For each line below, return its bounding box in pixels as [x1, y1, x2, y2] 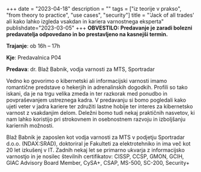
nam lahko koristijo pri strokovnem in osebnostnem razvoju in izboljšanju [6, 115, 186, 123]
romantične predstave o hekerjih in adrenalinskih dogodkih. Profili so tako [6, 84, 188, 91]
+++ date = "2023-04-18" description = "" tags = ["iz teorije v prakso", [6, 5, 182, 12]
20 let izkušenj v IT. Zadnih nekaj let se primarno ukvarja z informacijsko [6, 147, 185, 153]
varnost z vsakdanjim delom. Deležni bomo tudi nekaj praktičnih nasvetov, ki [6, 109, 195, 116]
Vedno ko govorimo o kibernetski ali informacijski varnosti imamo [6, 78, 167, 84]
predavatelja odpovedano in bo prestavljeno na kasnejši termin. [6, 31, 168, 38]
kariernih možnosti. [6, 122, 54, 129]
